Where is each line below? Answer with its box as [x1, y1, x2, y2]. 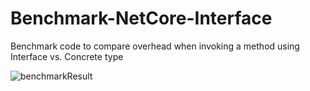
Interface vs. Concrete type [10, 50, 124, 62]
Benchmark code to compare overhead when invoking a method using [10, 40, 300, 52]
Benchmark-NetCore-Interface [10, 7, 273, 30]
